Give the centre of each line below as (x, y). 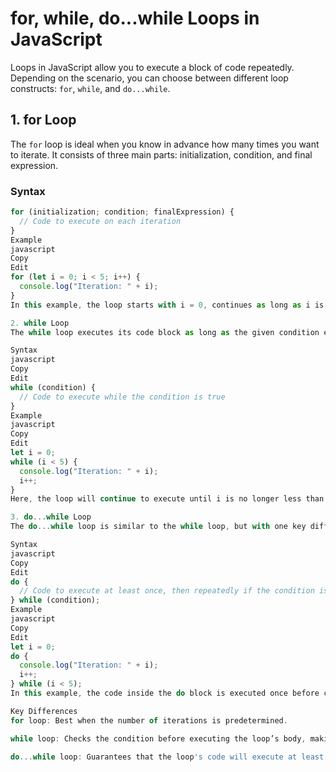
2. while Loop (40, 323)
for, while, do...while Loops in (135, 18)
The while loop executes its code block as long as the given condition (165, 332)
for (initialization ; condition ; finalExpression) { (122, 212)
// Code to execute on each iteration (100, 221)
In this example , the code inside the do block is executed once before (165, 693)
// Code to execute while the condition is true (122, 397)
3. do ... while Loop (51, 517)
